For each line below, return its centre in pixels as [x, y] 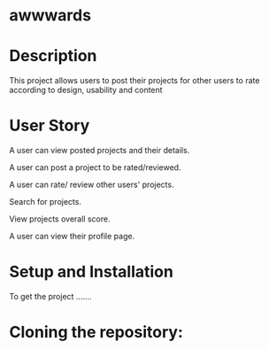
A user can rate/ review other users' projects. [92, 185]
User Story [50, 126]
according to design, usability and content [86, 90]
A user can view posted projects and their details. [100, 151]
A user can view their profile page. [72, 237]
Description [53, 56]
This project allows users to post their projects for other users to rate [134, 81]
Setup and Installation [92, 272]
